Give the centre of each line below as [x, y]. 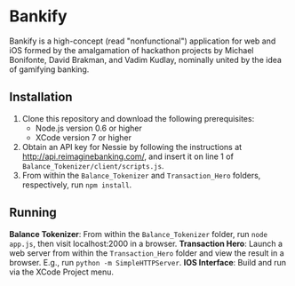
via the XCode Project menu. [61, 272]
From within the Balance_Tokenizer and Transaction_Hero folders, [141, 175]
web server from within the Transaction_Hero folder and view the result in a [147, 253]
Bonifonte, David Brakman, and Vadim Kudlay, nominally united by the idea [146, 60]
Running [33, 213]
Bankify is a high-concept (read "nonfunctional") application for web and [143, 41]
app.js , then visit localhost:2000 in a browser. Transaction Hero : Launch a [146, 243]
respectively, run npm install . [77, 185]
